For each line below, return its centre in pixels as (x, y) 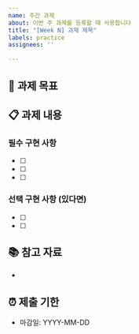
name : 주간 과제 (31, 15)
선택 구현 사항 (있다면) (48, 200)
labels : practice (37, 38)
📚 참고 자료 (35, 252)
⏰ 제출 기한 (34, 302)
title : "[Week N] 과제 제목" (52, 30)
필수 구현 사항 (33, 143)
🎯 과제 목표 (33, 86)
